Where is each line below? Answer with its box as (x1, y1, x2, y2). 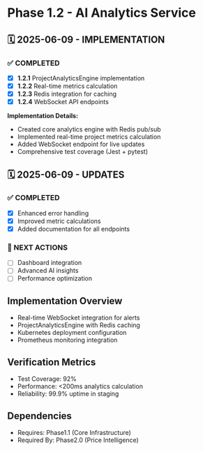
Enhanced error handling (17, 208, 89, 217)
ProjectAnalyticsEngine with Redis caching (17, 321, 141, 329)
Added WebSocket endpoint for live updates (17, 140, 145, 148)
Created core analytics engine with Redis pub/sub (17, 125, 162, 134)
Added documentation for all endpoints (17, 224, 130, 233)
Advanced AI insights (17, 266, 79, 275)
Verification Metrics (7, 356, 96, 368)
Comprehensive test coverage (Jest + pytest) (17, 148, 149, 156)
